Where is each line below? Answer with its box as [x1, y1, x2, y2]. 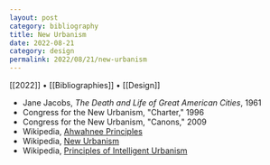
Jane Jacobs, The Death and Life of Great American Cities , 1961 [22, 97, 262, 108]
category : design [9, 47, 75, 56]
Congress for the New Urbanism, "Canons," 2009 [22, 116, 208, 127]
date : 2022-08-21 [9, 38, 75, 48]
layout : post [9, 13, 59, 23]
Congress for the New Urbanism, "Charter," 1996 [22, 107, 205, 117]
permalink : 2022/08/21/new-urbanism [9, 55, 147, 64]
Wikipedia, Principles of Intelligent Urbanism [22, 145, 188, 156]
